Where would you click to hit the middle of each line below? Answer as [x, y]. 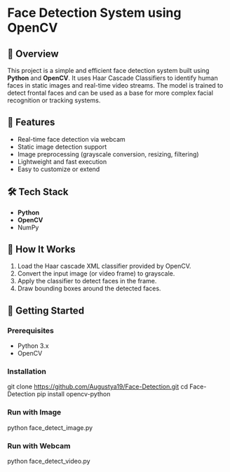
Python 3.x [33, 346]
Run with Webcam [39, 445]
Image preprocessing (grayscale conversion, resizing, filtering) [108, 154]
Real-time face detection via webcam [72, 139]
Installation [27, 372]
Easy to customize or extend [59, 169]
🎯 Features [31, 122]
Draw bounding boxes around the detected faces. [89, 288]
